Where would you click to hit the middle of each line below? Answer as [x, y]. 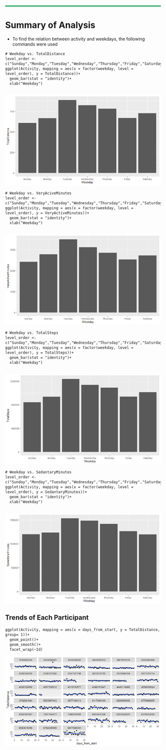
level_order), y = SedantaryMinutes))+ [46, 492]
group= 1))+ [17, 635]
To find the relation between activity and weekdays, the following [79, 39]
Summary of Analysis [50, 25]
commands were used [35, 44]
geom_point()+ [24, 640]
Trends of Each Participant [47, 617]
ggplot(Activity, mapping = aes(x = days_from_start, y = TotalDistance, [83, 630]
